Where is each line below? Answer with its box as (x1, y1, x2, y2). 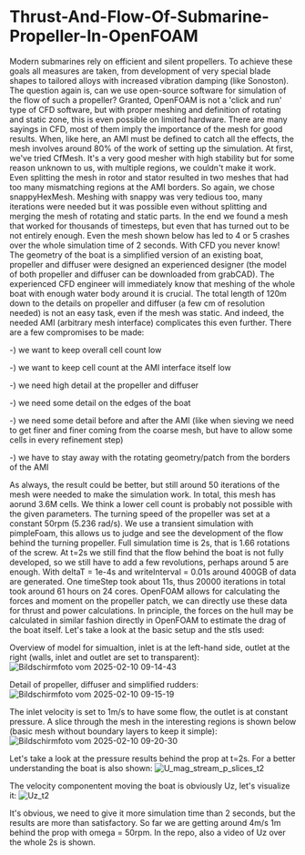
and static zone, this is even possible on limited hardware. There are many (9, 114, 289, 125)
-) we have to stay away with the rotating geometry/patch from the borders (9, 452, 290, 463)
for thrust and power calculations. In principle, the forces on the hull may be (9, 605, 294, 616)
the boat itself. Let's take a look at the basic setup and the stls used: (9, 624, 265, 635)
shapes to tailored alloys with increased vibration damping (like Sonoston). (9, 75, 290, 86)
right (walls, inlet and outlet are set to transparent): (9, 651, 200, 662)
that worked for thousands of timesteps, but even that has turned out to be (9, 220, 290, 231)
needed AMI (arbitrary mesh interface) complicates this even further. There (9, 317, 292, 328)
